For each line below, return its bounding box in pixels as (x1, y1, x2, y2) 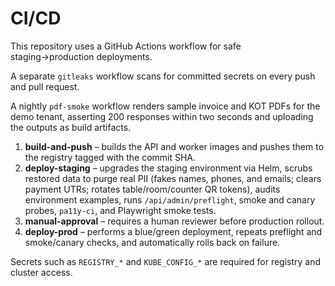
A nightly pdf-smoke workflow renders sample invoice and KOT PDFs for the (10, 100, 321, 112)
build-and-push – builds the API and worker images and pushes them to (24, 140, 325, 152)
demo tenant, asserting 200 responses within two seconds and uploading (10, 110, 314, 122)
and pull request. (10, 80, 80, 92)
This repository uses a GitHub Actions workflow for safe (10, 40, 242, 52)
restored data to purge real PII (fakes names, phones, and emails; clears (24, 172, 322, 184)
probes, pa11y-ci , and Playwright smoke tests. (24, 204, 217, 216)
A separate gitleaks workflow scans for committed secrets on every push (10, 70, 316, 82)
